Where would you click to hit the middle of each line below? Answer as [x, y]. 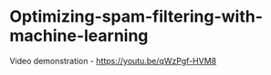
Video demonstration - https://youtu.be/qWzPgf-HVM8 [113, 61]
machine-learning [79, 36]
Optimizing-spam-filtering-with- [136, 17]
